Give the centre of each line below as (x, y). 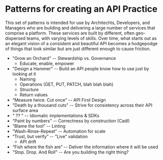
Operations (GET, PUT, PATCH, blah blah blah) (66, 84)
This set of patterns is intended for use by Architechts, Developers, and (78, 23)
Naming (28, 79)
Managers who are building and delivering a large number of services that (80, 27)
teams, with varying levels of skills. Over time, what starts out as (92, 38)
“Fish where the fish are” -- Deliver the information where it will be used (85, 147)
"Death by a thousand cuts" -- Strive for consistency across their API (82, 105)
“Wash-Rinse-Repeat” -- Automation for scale (59, 131)
